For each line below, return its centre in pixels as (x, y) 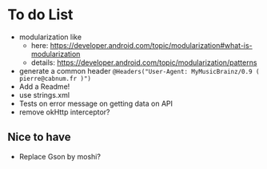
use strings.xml (44, 95)
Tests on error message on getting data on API (96, 103)
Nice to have (39, 137)
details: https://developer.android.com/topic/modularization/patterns (144, 62)
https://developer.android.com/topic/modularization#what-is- (151, 45)
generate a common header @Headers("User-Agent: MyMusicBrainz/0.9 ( (139, 70)
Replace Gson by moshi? (60, 156)
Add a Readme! (44, 87)
